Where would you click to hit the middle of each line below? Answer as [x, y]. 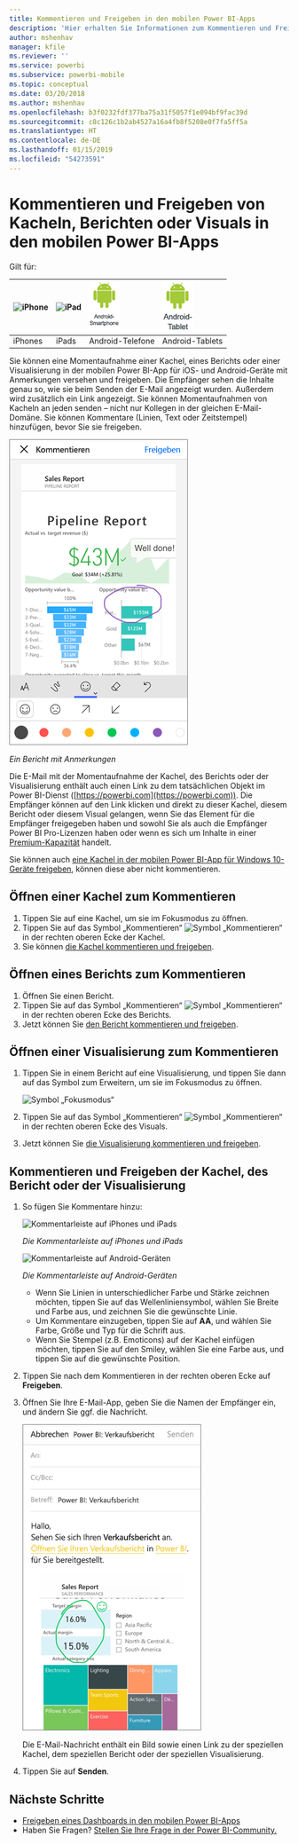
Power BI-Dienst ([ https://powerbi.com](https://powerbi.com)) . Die [131, 795]
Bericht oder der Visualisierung [98, 1185]
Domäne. [26, 417]
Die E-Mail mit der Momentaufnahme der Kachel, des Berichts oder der [139, 776]
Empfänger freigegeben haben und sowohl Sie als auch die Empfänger [138, 823]
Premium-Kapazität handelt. [61, 842]
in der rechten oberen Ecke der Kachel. [94, 937]
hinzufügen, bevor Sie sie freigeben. [75, 427]
